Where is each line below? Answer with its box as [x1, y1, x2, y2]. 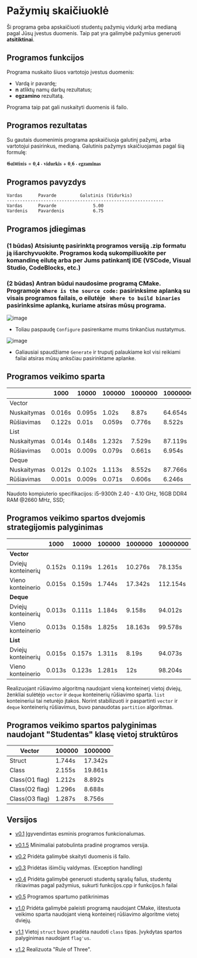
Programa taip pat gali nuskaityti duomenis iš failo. [6, 104, 128, 111]
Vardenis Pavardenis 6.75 [6, 208, 104, 214]
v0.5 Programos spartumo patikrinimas [15, 893, 109, 900]
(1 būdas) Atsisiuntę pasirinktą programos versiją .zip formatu [6, 241, 186, 249]
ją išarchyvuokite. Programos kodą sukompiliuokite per [6, 249, 167, 257]
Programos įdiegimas [6, 224, 87, 234]
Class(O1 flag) [9, 776, 50, 784]
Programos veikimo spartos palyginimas [6, 720, 157, 730]
